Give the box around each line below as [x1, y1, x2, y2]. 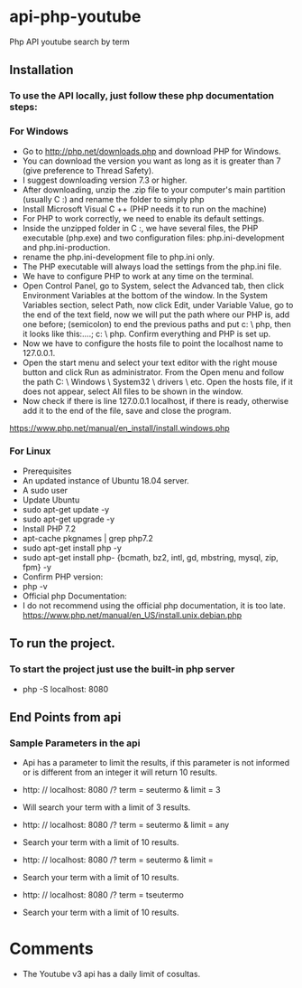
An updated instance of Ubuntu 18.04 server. [22, 475, 189, 485]
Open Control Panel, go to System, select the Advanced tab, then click [22, 280, 285, 291]
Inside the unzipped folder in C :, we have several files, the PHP [22, 222, 259, 233]
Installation [9, 62, 74, 78]
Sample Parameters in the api [9, 737, 141, 749]
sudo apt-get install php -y [22, 542, 122, 553]
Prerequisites [22, 466, 72, 476]
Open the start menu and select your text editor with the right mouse [22, 357, 278, 368]
